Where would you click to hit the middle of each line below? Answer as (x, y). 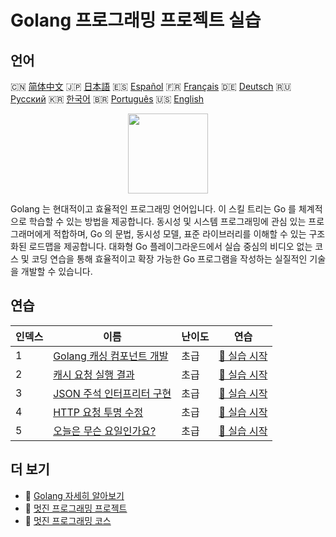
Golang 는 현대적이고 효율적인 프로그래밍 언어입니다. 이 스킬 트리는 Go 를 (153, 209)
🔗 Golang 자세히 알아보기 (74, 495)
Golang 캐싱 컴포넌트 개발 (111, 356)
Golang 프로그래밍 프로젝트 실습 (136, 20)
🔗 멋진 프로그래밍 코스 (68, 520)
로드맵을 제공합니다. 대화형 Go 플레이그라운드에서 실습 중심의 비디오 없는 (170, 246)
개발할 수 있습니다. (56, 271)
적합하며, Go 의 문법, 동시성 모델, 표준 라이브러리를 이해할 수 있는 (180, 234)
